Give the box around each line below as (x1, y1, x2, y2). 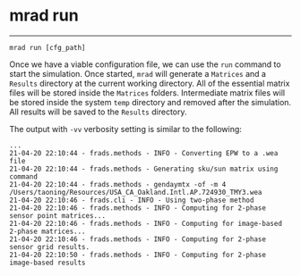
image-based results (9, 258, 87, 267)
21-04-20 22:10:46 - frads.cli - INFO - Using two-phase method (9, 196, 254, 205)
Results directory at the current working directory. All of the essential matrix (9, 78, 290, 88)
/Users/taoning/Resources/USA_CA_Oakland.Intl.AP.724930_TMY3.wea (9, 188, 262, 197)
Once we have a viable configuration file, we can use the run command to (9, 59, 281, 70)
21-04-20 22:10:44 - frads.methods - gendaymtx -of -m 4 (9, 180, 227, 188)
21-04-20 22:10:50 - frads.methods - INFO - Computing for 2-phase (9, 250, 267, 259)
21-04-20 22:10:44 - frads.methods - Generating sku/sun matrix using (9, 164, 279, 173)
